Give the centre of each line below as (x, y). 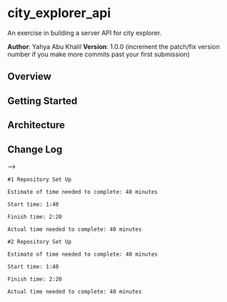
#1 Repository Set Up (40, 179)
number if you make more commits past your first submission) (99, 54)
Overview (30, 77)
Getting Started (42, 101)
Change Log (35, 149)
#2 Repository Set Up (40, 241)
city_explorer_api (59, 13)
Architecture (36, 125)
